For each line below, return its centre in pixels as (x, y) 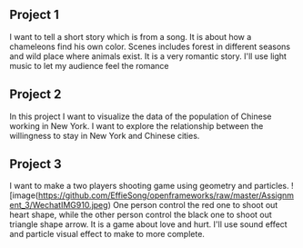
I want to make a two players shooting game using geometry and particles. (149, 186)
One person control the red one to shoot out (195, 205)
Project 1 (34, 15)
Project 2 (35, 94)
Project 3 (35, 164)
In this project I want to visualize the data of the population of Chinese (141, 116)
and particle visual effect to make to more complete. (107, 234)
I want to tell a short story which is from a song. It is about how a (131, 36)
